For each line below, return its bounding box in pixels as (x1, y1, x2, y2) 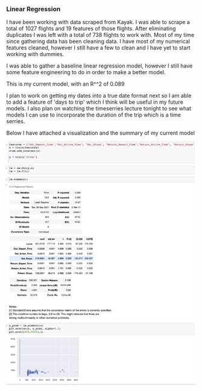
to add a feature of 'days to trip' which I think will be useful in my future (6, 98, 184, 106)
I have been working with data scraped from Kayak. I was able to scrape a (6, 19, 190, 26)
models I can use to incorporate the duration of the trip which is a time (6, 111, 181, 119)
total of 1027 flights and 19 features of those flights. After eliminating (6, 25, 176, 32)
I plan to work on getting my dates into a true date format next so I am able (6, 92, 192, 100)
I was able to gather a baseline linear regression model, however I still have (6, 62, 193, 69)
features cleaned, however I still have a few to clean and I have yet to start (6, 44, 191, 51)
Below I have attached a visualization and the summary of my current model (6, 129, 195, 137)
